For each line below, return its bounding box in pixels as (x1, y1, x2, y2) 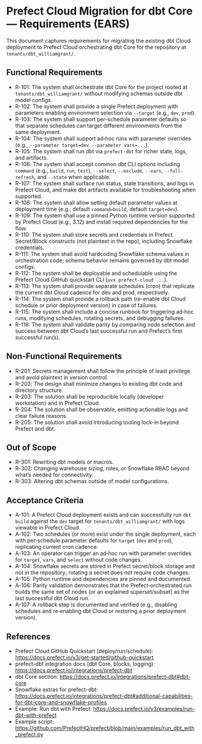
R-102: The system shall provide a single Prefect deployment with (14, 103, 178, 110)
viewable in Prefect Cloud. (14, 524, 81, 531)
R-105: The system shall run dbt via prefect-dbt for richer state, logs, (14, 147, 188, 155)
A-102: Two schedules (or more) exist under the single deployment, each (14, 530, 196, 538)
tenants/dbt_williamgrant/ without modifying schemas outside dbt (14, 89, 183, 97)
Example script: (14, 718, 54, 725)
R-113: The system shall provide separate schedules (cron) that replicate (14, 282, 195, 289)
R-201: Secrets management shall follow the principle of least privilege (14, 367, 191, 374)
